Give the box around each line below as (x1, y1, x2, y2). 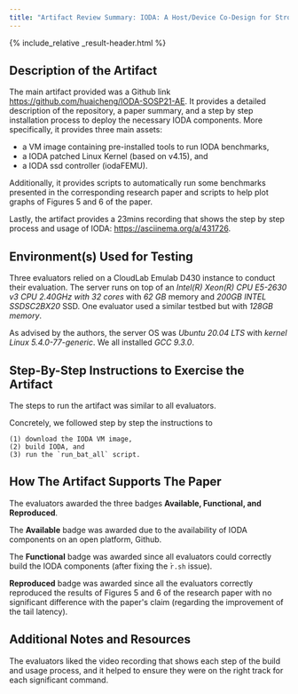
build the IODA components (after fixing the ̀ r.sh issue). (9, 561, 213, 571)
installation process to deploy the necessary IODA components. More (9, 115, 263, 125)
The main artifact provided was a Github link (9, 86, 171, 98)
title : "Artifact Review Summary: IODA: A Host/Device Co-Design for (9, 12, 272, 22)
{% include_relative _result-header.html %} (9, 37, 167, 48)
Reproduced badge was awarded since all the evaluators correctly (9, 578, 254, 588)
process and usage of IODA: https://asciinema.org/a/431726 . (9, 223, 231, 234)
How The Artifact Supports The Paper (9, 475, 222, 490)
